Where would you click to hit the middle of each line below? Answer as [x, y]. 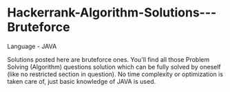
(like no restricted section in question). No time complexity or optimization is [115, 74]
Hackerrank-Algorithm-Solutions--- [112, 13]
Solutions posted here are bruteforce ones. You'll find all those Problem [108, 59]
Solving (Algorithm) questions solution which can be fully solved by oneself [114, 67]
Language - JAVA [32, 46]
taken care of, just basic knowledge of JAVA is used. [82, 81]
